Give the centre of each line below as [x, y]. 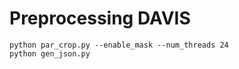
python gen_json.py [50, 53]
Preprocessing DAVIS [100, 18]
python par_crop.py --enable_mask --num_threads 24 [119, 45]
